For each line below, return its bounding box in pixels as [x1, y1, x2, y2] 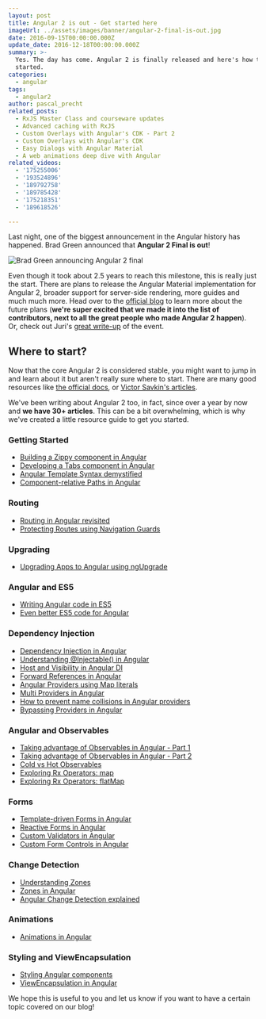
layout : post [8, 11, 51, 20]
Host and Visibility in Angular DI [19, 663, 123, 672]
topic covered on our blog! [8, 1002, 95, 1012]
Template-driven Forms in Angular [19, 814, 132, 824]
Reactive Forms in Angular [19, 822, 106, 833]
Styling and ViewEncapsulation [8, 952, 131, 963]
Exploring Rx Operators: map [19, 768, 115, 777]
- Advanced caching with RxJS [15, 122, 115, 130]
